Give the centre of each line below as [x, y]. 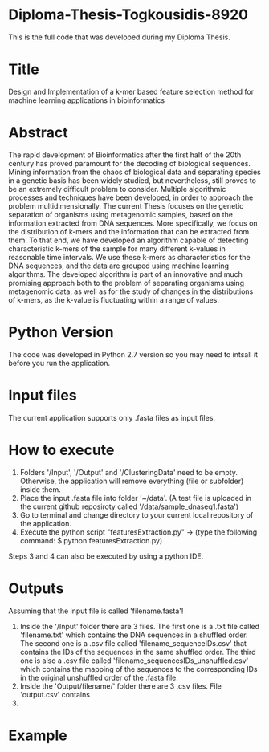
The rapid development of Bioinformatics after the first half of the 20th [125, 155]
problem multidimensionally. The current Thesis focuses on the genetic [126, 205]
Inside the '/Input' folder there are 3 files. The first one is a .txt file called [139, 626]
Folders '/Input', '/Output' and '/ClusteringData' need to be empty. [129, 472]
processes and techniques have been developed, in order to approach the [131, 197]
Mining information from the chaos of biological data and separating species [134, 172]
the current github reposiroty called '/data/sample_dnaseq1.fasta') [129, 506]
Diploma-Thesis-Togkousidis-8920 [128, 15]
